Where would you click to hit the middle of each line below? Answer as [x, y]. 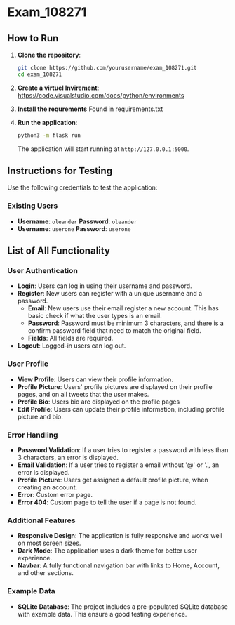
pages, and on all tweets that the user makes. [83, 394]
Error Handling [33, 435]
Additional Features [41, 520]
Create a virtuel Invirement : [58, 88]
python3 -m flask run [49, 135]
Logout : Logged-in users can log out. [72, 346]
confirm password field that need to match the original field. [114, 331]
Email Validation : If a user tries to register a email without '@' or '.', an [118, 465]
